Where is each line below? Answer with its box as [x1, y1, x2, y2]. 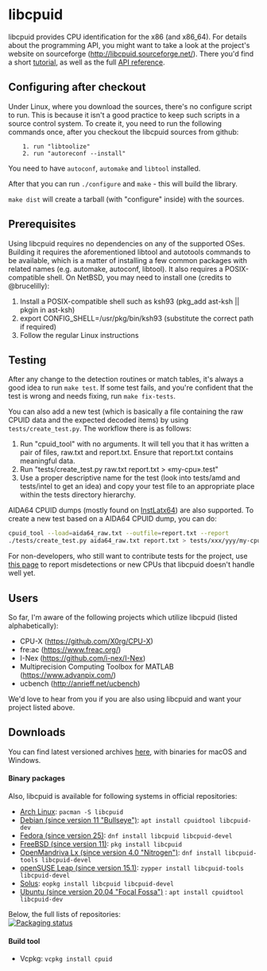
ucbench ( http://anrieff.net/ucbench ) [19, 678, 141, 688]
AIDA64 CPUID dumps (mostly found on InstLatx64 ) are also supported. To [8, 505, 254, 515]
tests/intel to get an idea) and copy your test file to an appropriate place [19, 482, 255, 491]
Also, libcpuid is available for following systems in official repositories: [8, 791, 238, 800]
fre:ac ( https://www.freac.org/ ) [19, 644, 122, 655]
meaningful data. [19, 456, 75, 466]
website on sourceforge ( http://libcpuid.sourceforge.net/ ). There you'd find [8, 49, 254, 58]
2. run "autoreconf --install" [22, 149, 126, 157]
